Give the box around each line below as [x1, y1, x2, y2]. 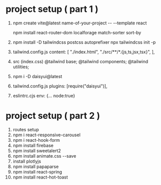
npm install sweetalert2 [12, 148, 61, 154]
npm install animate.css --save [12, 153, 76, 159]
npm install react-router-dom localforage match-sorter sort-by [12, 29, 142, 35]
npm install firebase [12, 142, 54, 148]
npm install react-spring [12, 169, 62, 175]
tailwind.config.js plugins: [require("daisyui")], [12, 83, 108, 89]
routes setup [12, 126, 39, 132]
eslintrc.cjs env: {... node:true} [12, 92, 75, 98]
